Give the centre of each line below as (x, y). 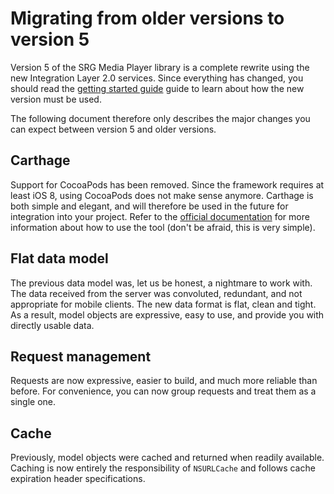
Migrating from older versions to (147, 18)
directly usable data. (52, 325)
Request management (81, 356)
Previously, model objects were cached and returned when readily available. (167, 458)
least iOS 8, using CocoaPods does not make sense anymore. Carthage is (162, 195)
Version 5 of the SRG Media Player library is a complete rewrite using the (160, 67)
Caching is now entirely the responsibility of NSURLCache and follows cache (163, 468)
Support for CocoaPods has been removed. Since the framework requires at (167, 184)
